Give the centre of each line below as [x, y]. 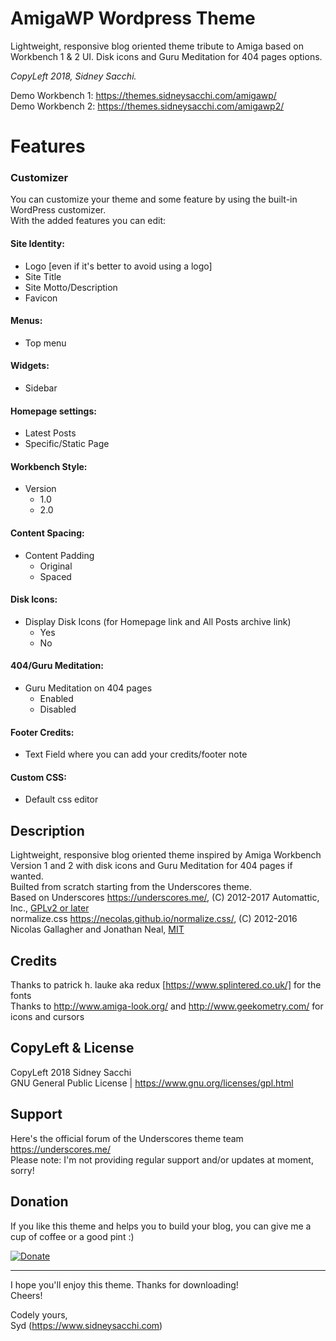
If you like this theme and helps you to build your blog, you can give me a [161, 1226]
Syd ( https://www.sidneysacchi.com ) [86, 1325]
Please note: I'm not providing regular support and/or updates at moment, [162, 1159]
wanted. [27, 876]
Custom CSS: [38, 777]
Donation [39, 1202]
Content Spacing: [47, 533]
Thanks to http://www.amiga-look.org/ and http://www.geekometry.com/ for [167, 1006]
